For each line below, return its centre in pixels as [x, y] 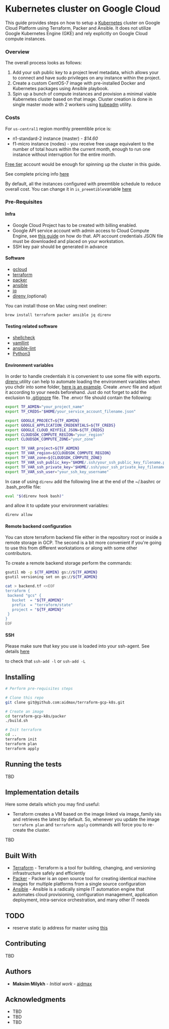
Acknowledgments [36, 1000]
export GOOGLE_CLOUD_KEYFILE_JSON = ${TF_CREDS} [55, 430]
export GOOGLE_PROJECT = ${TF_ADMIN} [43, 421]
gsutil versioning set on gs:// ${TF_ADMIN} [52, 577]
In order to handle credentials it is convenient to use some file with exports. [83, 376]
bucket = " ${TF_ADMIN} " [38, 600]
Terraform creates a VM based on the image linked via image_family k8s [87, 814]
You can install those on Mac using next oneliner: [56, 305]
